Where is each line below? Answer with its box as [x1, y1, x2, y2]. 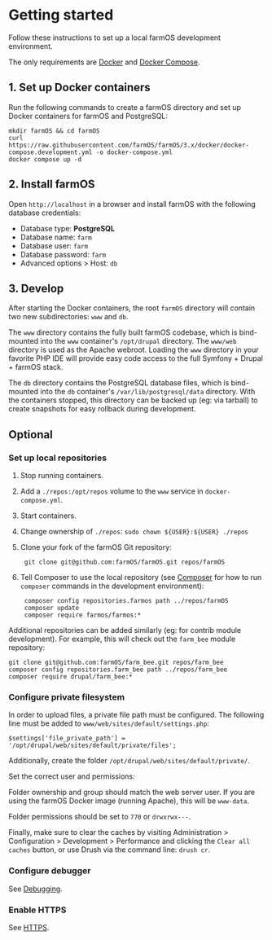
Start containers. [20, 511, 77, 521]
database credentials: [8, 208, 81, 217]
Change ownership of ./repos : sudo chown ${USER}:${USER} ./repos [20, 527, 249, 537]
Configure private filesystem [8, 691, 125, 702]
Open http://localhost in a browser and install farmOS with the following [8, 199, 257, 209]
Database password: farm [20, 249, 107, 259]
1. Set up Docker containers [8, 81, 151, 94]
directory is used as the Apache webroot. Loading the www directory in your [8, 345, 259, 355]
